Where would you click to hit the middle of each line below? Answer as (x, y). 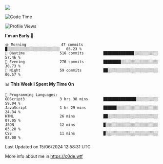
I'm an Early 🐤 (19, 36)
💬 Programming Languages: (31, 95)
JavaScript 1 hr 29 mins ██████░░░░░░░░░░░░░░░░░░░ (82, 108)
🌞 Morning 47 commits (44, 45)
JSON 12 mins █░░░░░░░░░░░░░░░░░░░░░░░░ (82, 125)
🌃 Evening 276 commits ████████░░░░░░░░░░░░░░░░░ (82, 62)
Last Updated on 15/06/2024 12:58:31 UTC (48, 147)
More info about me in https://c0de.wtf (44, 156)
